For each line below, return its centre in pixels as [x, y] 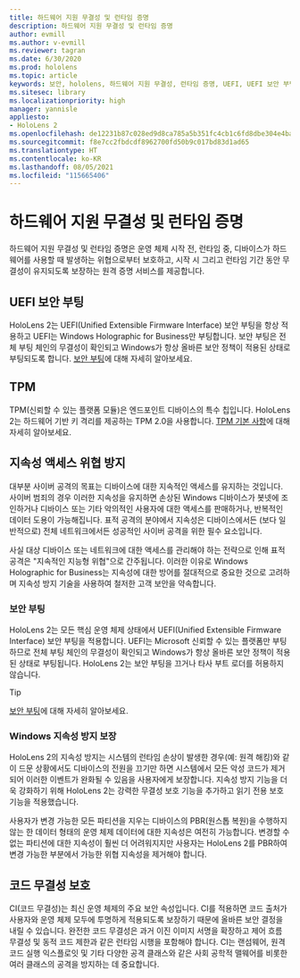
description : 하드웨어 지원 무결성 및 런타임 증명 [91, 26]
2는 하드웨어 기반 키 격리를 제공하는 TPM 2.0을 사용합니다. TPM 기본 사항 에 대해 [150, 421]
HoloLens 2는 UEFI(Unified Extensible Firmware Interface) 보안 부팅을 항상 [144, 325]
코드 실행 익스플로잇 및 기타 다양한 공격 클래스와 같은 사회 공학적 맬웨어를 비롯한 [149, 953]
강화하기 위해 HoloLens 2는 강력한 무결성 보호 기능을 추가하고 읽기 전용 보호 [151, 790]
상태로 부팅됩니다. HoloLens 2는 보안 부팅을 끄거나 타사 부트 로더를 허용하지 [151, 663]
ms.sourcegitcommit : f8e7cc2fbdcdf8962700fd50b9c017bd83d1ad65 [129, 142]
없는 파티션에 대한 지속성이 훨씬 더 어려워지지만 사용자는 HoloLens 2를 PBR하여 [148, 843]
